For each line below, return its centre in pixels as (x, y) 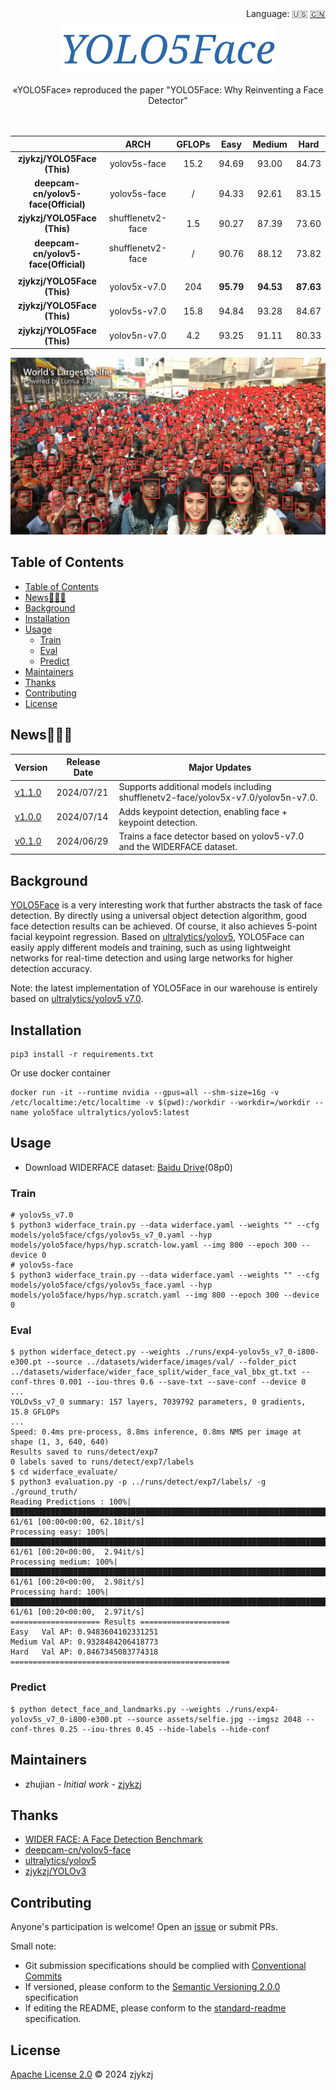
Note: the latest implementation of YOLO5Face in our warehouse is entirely (164, 988)
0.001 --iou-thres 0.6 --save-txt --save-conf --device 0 (183, 1382)
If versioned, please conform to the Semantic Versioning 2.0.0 (152, 1987)
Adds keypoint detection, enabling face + (203, 811)
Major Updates (220, 767)
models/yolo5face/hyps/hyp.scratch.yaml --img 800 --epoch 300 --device (165, 1295)
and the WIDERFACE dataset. (178, 846)
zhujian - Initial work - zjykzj (83, 1784)
